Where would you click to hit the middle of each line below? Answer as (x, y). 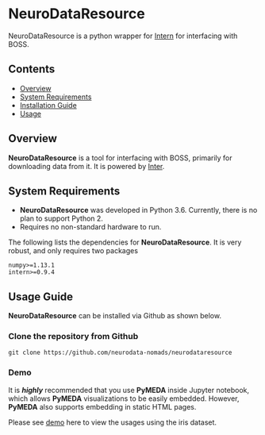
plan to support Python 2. (61, 218)
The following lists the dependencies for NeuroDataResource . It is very (125, 242)
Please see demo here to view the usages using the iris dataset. (112, 422)
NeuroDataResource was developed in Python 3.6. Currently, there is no (138, 210)
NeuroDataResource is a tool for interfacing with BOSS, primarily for (120, 158)
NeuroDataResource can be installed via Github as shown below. (115, 316)
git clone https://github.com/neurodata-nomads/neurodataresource (120, 353)
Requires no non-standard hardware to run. (90, 227)
